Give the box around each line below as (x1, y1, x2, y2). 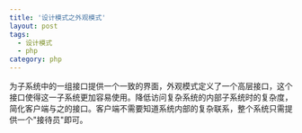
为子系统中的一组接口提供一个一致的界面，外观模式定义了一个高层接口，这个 (9, 81, 293, 91)
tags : (9, 30, 30, 39)
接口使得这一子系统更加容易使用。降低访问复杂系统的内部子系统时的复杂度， (9, 92, 293, 102)
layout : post (9, 22, 58, 31)
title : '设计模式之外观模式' (9, 13, 106, 22)
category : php (9, 55, 63, 64)
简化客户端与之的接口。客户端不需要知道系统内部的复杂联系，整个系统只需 (9, 103, 285, 113)
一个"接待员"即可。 (16, 114, 88, 125)
